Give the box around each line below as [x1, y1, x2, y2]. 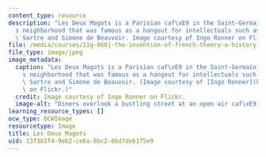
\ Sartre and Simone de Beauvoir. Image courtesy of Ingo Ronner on [15, 33, 246, 42]
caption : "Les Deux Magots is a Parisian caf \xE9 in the [15, 63, 207, 71]
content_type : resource [8, 11, 87, 20]
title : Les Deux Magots [8, 129, 87, 137]
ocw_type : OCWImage [8, 115, 73, 123]
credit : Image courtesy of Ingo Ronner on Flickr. [15, 93, 186, 101]
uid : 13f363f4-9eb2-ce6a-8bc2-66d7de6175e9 [8, 136, 154, 145]
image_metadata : [8, 56, 62, 64]
